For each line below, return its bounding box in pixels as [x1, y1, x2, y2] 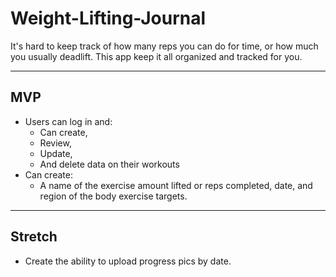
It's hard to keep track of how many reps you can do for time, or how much [10, 40, 319, 52]
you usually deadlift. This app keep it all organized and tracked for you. [10, 50, 303, 62]
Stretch [10, 228, 58, 246]
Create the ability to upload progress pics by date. [24, 255, 232, 267]
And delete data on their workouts [39, 158, 180, 170]
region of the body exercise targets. [39, 190, 188, 202]
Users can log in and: [24, 115, 113, 127]
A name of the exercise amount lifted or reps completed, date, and [39, 179, 313, 191]
